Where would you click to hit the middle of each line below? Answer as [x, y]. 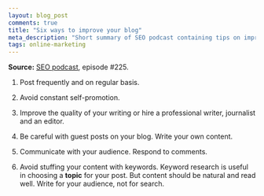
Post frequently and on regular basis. [79, 83]
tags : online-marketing [47, 45]
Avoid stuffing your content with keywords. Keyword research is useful [134, 167]
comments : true [33, 23]
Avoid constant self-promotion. [70, 98]
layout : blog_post [38, 15]
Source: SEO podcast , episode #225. [69, 67]
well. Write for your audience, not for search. [92, 184]
